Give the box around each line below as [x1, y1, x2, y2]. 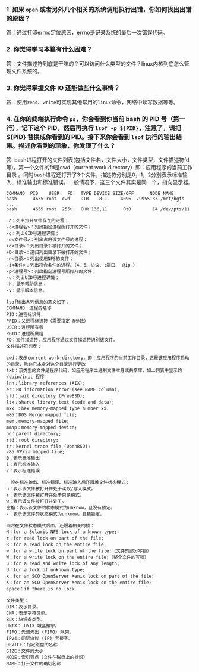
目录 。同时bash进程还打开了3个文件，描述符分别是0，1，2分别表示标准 [6, 171, 182, 178]
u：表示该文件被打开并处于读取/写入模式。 [6, 486, 96, 492]
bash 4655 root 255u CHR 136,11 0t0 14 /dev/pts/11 [6, 206, 190, 212]
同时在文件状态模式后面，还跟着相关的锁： [6, 523, 95, 529]
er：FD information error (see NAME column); [6, 386, 120, 393]
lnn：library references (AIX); [6, 380, 86, 386]
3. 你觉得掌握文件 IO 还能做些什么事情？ [6, 83, 120, 92]
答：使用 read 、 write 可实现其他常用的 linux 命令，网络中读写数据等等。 [6, 98, 179, 106]
